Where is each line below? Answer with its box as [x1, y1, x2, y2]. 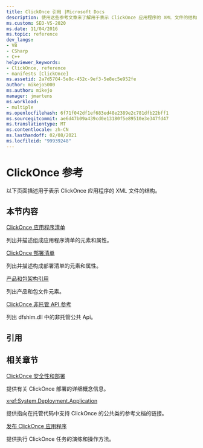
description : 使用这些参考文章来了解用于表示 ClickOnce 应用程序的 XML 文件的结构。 [6, 14, 202, 21]
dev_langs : [6, 37, 34, 43]
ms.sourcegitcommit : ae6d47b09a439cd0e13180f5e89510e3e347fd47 [6, 115, 169, 121]
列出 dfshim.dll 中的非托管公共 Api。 [6, 313, 97, 321]
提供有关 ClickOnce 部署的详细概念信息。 [6, 385, 109, 392]
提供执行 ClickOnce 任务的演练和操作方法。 [6, 435, 115, 443]
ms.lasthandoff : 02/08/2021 [6, 132, 77, 139]
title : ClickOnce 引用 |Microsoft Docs [6, 8, 105, 15]
